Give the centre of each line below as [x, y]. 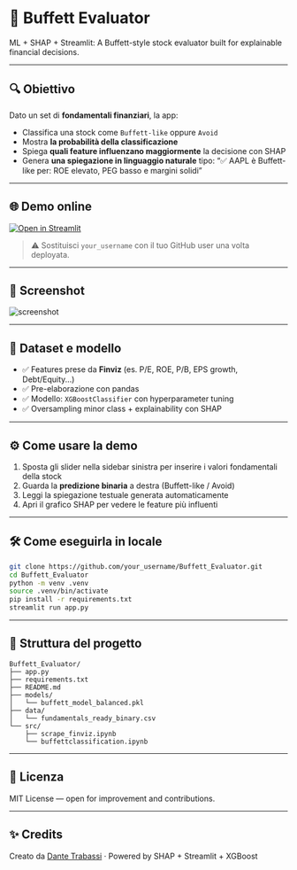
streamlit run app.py [49, 608]
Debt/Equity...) [48, 379]
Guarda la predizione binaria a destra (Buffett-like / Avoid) [128, 485]
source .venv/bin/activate [59, 591]
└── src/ [25, 726]
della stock [42, 476]
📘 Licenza [37, 777]
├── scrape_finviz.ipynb [71, 734]
